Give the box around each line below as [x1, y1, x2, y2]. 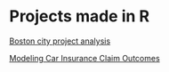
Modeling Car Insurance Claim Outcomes [9, 52, 160, 63]
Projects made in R [9, 6, 149, 27]
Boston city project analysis [9, 36, 111, 46]
